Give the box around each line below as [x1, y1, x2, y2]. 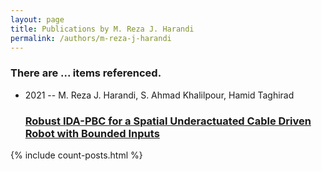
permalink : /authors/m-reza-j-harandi [10, 33, 172, 43]
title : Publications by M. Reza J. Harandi [10, 24, 195, 34]
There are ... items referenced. [10, 66, 162, 80]
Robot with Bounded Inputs [24, 126, 160, 140]
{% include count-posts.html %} [10, 149, 143, 161]
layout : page [10, 14, 65, 25]
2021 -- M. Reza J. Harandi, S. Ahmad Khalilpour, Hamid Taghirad [24, 89, 295, 101]
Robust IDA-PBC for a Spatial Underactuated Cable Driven [24, 114, 312, 128]
